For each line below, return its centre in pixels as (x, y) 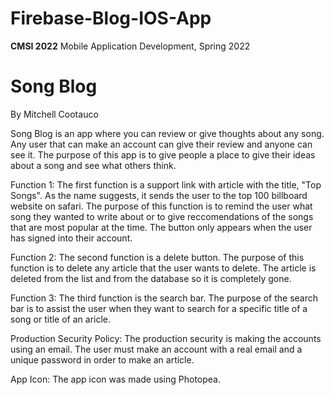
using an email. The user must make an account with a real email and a (156, 349)
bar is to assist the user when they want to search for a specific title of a (159, 308)
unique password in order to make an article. (102, 359)
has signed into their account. (71, 238)
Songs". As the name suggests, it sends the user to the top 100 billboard (159, 195)
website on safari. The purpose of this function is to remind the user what (161, 206)
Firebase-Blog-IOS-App (111, 18)
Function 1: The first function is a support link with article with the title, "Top (166, 184)
